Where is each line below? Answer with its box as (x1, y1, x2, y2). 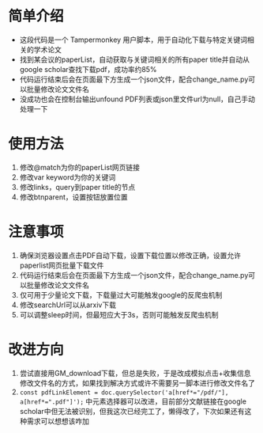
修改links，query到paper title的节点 (19, 182, 136, 192)
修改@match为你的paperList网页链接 (19, 162, 141, 172)
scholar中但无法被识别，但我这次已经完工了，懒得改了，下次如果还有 (19, 406, 245, 416)
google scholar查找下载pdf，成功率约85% (19, 64, 157, 74)
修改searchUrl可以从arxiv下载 (19, 300, 117, 310)
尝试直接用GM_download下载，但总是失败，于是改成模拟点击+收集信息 (19, 368, 251, 378)
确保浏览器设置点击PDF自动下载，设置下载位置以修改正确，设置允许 (19, 250, 242, 260)
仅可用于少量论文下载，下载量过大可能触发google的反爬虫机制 (19, 290, 223, 299)
